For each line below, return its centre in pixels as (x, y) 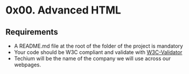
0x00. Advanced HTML (63, 10)
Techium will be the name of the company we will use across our (92, 58)
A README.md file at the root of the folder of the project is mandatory (98, 46)
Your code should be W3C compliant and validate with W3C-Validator (98, 52)
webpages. (28, 65)
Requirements (32, 32)
